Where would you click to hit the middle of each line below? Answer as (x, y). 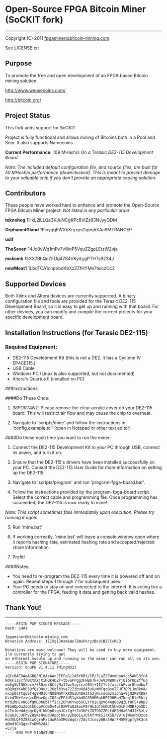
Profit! (19, 557)
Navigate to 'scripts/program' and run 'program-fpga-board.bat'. (79, 482)
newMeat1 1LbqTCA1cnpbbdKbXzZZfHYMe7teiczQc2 (60, 268)
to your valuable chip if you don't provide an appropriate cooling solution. (81, 178)
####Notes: (17, 566)
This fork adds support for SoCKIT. (41, 127)
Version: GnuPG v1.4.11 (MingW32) (41, 667)
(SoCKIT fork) (34, 20)
